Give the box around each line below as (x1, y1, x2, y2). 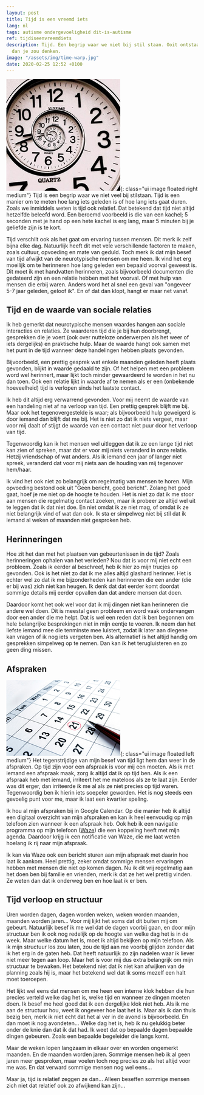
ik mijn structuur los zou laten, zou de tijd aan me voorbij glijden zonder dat (6, 943, 194, 950)
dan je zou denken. (12, 49, 61, 55)
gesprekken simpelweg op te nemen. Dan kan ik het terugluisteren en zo (6, 640, 188, 647)
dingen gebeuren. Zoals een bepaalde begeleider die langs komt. (6, 1032, 169, 1040)
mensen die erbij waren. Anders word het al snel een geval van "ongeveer (6, 280, 191, 288)
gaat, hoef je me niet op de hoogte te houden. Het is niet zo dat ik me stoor (6, 491, 194, 498)
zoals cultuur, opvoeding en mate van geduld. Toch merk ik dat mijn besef (6, 248, 191, 255)
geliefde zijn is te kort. (6, 224, 62, 231)
